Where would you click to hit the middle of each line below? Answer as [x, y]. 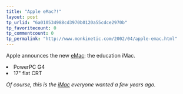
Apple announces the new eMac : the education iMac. [71, 56]
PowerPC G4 [29, 67]
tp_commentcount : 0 [30, 33]
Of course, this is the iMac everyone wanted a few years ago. [81, 85]
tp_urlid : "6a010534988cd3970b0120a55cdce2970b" [67, 22]
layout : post [22, 17]
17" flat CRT [28, 73]
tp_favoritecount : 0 [31, 28]
